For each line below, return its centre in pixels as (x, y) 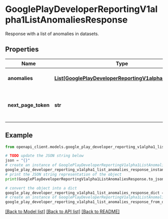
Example (19, 135)
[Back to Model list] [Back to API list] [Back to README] (62, 211)
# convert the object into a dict (41, 188)
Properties (22, 49)
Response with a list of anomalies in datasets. (52, 33)
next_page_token (29, 105)
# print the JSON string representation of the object (63, 174)
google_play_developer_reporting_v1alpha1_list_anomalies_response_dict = (85, 193)
